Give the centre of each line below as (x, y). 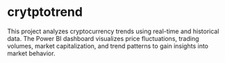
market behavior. (31, 53)
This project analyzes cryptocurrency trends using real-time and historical (113, 31)
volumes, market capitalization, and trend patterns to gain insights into (108, 46)
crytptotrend (45, 12)
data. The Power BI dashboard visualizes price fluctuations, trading (103, 38)
